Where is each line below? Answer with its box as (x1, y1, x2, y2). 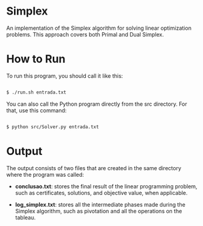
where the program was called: (6, 171, 84, 178)
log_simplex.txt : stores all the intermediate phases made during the (15, 200, 185, 208)
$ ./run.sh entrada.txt (6, 89, 67, 95)
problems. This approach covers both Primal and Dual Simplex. (6, 30, 164, 38)
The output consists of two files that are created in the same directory (6, 164, 182, 171)
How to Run (6, 52, 66, 66)
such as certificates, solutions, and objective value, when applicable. (15, 189, 188, 196)
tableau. (15, 214, 36, 221)
